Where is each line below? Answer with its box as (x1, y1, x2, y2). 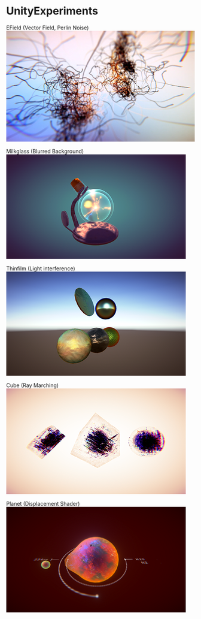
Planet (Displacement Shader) (6, 500, 80, 508)
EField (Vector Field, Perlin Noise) (6, 24, 89, 31)
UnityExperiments (6, 4, 99, 18)
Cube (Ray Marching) (6, 382, 59, 389)
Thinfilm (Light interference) (6, 265, 76, 272)
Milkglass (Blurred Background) (6, 148, 84, 155)
